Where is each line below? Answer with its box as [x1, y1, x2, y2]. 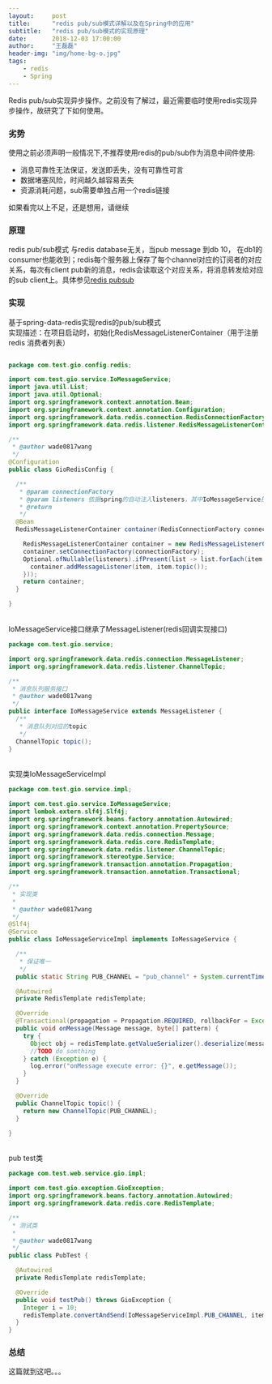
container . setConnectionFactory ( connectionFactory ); [23, 547, 205, 555]
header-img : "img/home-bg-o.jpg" [8, 49, 121, 58]
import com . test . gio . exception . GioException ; [8, 1185, 164, 1193]
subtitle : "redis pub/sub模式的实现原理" [8, 27, 149, 35]
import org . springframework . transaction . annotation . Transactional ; [8, 868, 241, 876]
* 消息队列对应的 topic [19, 722, 87, 731]
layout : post [8, 11, 67, 20]
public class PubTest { [8, 1252, 89, 1260]
